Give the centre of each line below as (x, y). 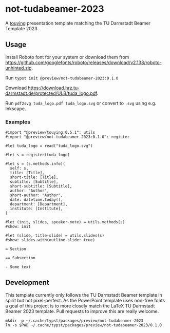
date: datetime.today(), (36, 200)
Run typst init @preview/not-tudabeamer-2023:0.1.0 (62, 78)
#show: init (18, 227)
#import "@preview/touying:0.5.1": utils (50, 133)
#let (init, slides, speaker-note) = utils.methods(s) (65, 222)
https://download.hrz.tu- (54, 88)
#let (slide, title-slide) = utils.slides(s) (55, 236)
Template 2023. (22, 28)
